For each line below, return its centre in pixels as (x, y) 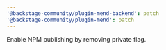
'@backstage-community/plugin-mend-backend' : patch (83, 13)
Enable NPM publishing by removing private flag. (76, 39)
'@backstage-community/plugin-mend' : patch (70, 20)
